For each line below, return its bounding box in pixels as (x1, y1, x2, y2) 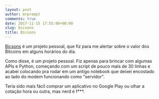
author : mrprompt (5, 12, 41, 17)
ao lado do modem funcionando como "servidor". (5, 74, 105, 79)
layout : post (5, 7, 32, 12)
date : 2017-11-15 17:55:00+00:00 (5, 21, 73, 26)
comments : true (5, 16, 36, 21)
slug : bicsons (5, 25, 34, 30)
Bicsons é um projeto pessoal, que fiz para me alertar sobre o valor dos (5, 44, 149, 49)
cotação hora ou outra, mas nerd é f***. (5, 89, 85, 94)
